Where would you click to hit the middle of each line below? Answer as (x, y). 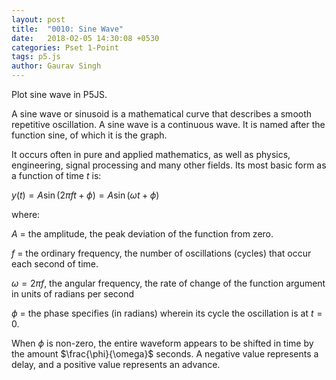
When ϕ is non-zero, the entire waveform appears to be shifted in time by (162, 343)
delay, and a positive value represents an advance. (116, 364)
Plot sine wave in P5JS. (59, 94)
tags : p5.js (36, 57)
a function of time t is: (56, 175)
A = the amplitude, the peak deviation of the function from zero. (142, 234)
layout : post (38, 19)
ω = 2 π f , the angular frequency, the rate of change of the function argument (168, 283)
